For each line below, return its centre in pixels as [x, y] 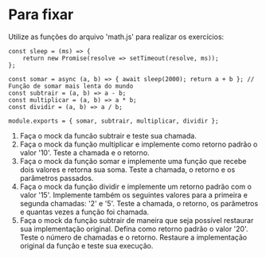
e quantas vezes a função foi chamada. [84, 212]
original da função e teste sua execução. [86, 245]
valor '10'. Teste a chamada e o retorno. [84, 152]
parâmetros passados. [57, 178]
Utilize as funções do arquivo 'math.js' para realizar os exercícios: [116, 37]
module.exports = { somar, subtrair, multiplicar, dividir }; [113, 121]
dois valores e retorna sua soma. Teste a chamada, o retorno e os [127, 170]
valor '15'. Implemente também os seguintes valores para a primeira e [134, 195]
